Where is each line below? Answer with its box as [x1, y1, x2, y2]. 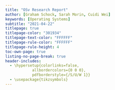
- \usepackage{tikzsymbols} [9, 77, 68, 82]
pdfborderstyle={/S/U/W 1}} [31, 72, 91, 77]
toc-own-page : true [5, 49, 46, 54]
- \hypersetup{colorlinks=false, [9, 63, 79, 68]
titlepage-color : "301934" [5, 30, 61, 35]
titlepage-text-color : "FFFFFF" [5, 35, 72, 40]
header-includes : [5, 58, 41, 63]
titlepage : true [5, 26, 39, 31]
